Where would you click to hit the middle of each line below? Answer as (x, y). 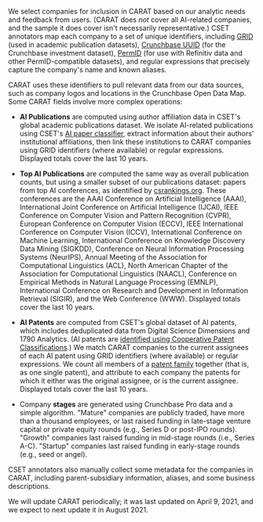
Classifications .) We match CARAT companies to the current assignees (134, 347)
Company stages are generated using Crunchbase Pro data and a (126, 404)
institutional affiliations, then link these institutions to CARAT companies (135, 142)
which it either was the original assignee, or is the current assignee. (129, 381)
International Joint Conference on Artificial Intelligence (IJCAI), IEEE (129, 207)
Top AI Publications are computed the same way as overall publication (134, 173)
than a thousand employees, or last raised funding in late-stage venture (135, 421)
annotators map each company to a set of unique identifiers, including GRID (131, 36)
